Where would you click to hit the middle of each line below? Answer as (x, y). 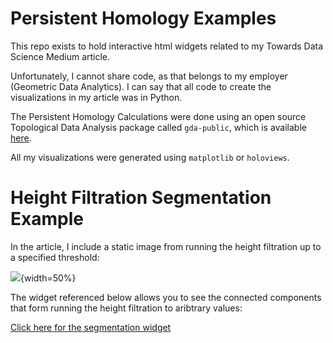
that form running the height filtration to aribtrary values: (126, 308)
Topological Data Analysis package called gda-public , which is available (158, 127)
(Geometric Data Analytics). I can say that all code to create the (141, 86)
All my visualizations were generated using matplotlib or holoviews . (150, 157)
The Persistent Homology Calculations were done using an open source (158, 116)
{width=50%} (48, 278)
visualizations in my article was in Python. (96, 97)
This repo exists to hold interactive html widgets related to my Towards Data (167, 46)
